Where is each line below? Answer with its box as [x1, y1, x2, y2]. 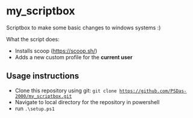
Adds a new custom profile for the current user [14, 53, 133, 60]
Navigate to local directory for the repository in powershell [14, 98, 160, 105]
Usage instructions [6, 71, 79, 81]
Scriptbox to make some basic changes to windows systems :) [6, 24, 161, 31]
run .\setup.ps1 [14, 105, 55, 112]
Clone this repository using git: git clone [14, 87, 117, 94]
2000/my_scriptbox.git [14, 93, 72, 99]
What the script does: [6, 35, 60, 43]
